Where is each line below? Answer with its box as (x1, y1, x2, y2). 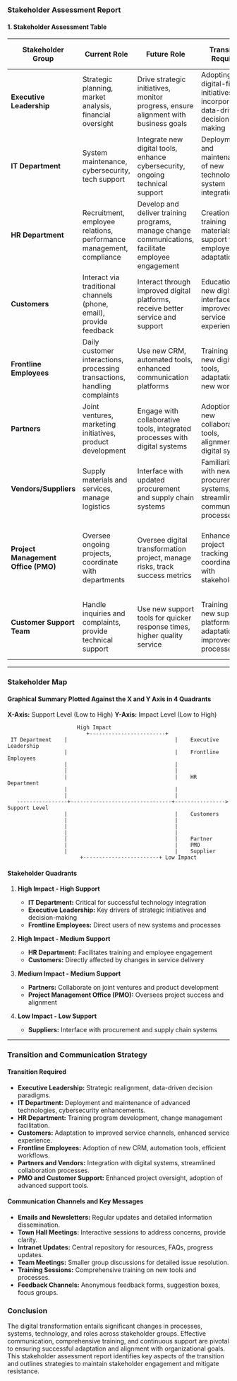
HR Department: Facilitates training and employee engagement (28, 948, 213, 957)
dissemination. (17, 1220, 61, 1229)
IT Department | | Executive (10, 736, 219, 744)
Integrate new (137, 134, 183, 144)
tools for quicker (137, 613, 192, 623)
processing (82, 364, 120, 374)
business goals (137, 119, 188, 129)
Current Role (84, 50, 128, 59)
